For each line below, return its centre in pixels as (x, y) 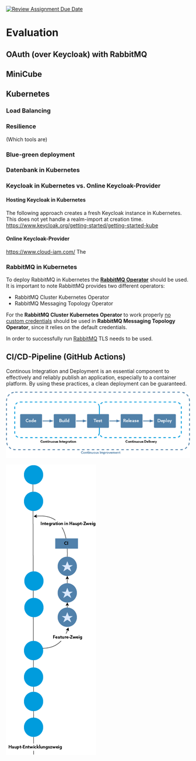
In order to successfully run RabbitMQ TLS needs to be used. (80, 339)
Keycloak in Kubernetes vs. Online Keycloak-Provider (83, 186)
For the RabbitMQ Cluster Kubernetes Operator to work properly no (88, 315)
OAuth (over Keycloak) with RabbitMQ (77, 54)
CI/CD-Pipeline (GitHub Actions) (66, 357)
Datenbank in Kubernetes (43, 170)
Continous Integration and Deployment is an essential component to (88, 371)
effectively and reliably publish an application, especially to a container (91, 377)
